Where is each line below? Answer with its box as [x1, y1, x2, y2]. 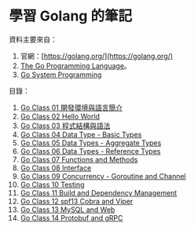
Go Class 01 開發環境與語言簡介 [20, 103, 123, 112]
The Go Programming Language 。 [20, 60, 132, 71]
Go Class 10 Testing [20, 180, 85, 189]
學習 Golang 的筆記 [9, 7, 133, 25]
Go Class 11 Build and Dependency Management [20, 188, 178, 197]
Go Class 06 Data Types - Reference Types [20, 146, 161, 155]
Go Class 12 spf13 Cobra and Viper [20, 196, 134, 206]
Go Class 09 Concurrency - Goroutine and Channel [20, 171, 187, 181]
